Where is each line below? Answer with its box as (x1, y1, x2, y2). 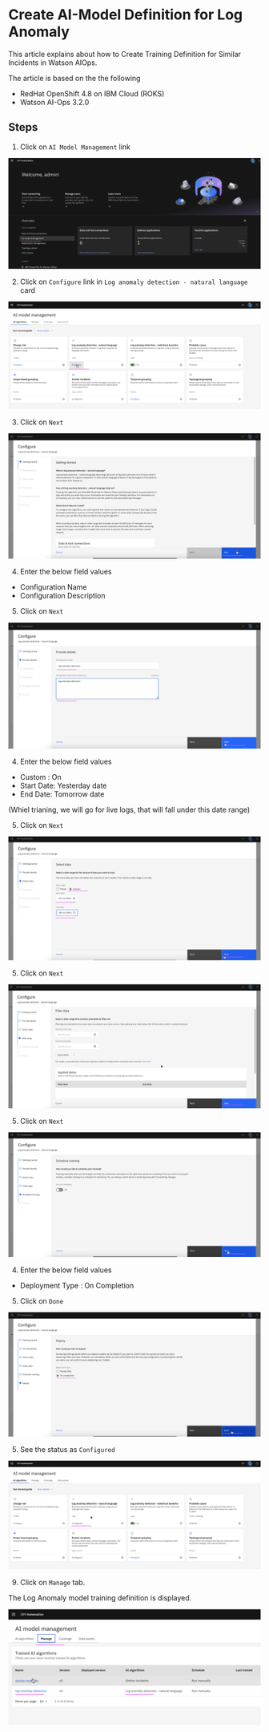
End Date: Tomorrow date (19, 789, 105, 799)
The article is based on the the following (8, 73, 141, 83)
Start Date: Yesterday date (19, 781, 107, 791)
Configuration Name (19, 582, 87, 592)
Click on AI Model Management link (19, 142, 130, 152)
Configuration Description (19, 591, 106, 601)
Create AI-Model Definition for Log (8, 6, 243, 24)
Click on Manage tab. (19, 1578, 86, 1588)
